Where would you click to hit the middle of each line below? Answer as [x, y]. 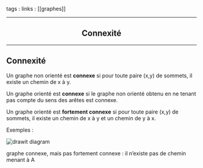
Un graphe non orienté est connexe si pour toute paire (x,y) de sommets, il [99, 76]
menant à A [21, 160]
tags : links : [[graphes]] [36, 9]
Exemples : [20, 130]
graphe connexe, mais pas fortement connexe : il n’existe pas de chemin [96, 153]
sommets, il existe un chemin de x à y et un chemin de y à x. [81, 118]
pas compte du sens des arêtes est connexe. [62, 100]
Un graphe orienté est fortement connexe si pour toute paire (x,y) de [92, 112]
